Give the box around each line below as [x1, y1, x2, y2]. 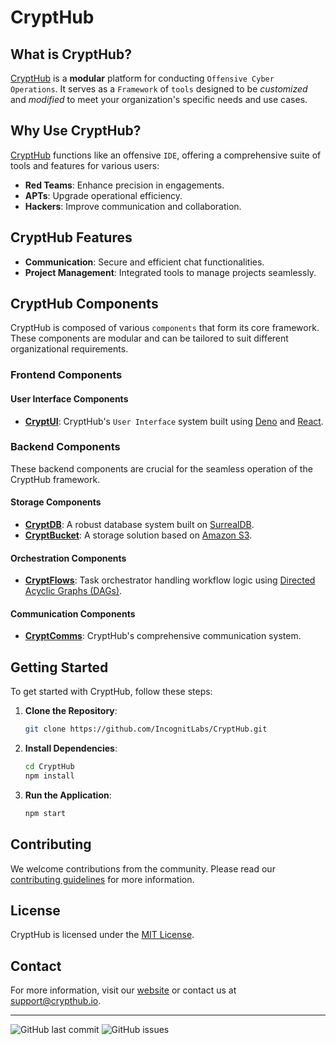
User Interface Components [10, 392, 129, 405]
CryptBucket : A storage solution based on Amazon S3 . [24, 529, 253, 541]
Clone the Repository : [24, 705, 118, 717]
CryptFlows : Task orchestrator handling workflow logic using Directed [24, 574, 316, 586]
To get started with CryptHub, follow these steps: [10, 686, 213, 698]
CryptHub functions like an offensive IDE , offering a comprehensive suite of [10, 149, 322, 161]
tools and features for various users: [10, 159, 160, 171]
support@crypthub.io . [10, 995, 102, 1007]
